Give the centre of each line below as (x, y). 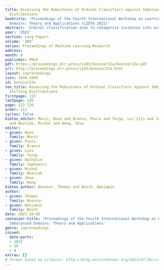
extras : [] (16, 255)
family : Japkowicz (28, 164)
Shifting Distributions (33, 91)
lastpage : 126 (20, 101)
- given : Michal (21, 169)
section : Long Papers (27, 37)
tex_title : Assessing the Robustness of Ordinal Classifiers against (77, 87)
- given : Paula (20, 142)
